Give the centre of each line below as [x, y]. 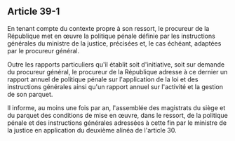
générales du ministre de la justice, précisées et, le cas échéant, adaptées [114, 43]
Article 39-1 [34, 12]
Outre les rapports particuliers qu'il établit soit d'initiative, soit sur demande [116, 64]
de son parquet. [30, 94]
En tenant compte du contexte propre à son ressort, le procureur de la [108, 28]
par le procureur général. [43, 51]
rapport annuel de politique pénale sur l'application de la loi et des [103, 79]
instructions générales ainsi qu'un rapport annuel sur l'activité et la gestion [115, 86]
